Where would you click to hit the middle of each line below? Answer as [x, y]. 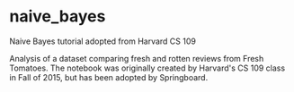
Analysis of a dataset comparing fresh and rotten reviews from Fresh [137, 58]
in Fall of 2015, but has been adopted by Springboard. [109, 77]
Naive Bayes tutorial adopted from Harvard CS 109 [102, 41]
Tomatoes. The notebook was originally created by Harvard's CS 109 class [147, 68]
